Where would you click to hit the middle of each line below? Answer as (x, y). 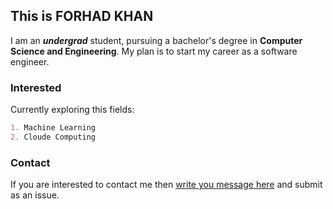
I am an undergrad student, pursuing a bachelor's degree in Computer (156, 40)
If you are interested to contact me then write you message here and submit (166, 185)
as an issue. (35, 195)
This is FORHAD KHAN (82, 16)
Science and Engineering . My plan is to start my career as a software (154, 51)
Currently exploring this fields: (72, 110)
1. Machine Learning (53, 128)
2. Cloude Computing (53, 137)
